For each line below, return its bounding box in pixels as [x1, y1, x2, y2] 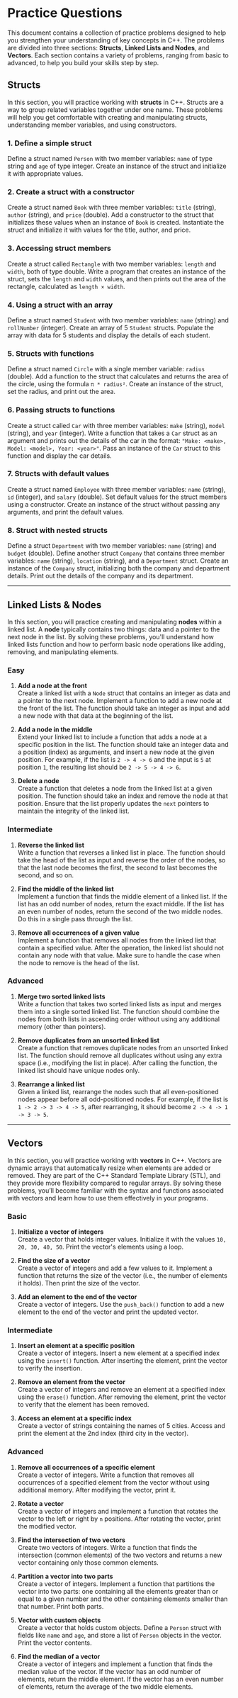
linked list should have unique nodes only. [17, 1066, 140, 1074]
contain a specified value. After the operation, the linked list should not [17, 943, 225, 952]
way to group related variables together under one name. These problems [7, 105, 223, 114]
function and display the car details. [7, 451, 112, 460]
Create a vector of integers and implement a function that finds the [17, 1660, 213, 1668]
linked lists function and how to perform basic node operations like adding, [7, 640, 226, 648]
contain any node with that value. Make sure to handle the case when [17, 951, 221, 960]
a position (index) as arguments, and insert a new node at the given [17, 748, 215, 756]
